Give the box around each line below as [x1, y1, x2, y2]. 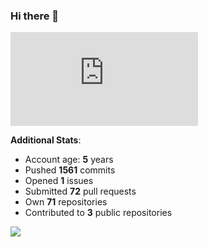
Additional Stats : [10, 134, 82, 146]
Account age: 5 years [24, 154, 114, 166]
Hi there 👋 [10, 9, 60, 23]
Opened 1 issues [24, 175, 94, 187]
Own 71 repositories [24, 196, 108, 208]
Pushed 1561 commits [24, 164, 116, 176]
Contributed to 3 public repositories [24, 207, 173, 219]
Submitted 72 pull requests [24, 185, 137, 198]
